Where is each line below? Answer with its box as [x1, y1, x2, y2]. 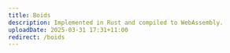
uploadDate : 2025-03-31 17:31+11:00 [8, 26, 128, 34]
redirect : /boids [8, 33, 65, 41]
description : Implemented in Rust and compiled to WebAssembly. [8, 19, 224, 26]
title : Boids [8, 11, 51, 19]
